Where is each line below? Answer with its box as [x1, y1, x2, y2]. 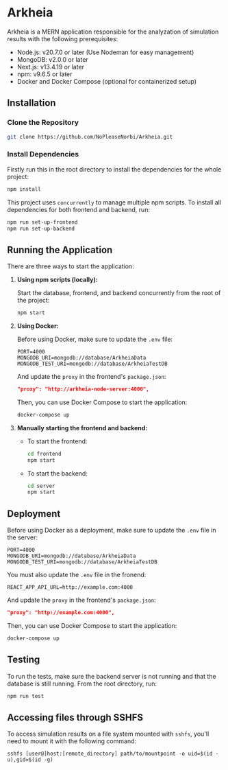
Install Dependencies [7, 150, 79, 159]
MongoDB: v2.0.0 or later [16, 55, 89, 63]
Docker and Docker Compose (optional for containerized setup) [16, 77, 197, 85]
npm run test [7, 692, 45, 699]
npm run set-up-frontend [7, 218, 78, 226]
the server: [7, 533, 38, 541]
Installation [7, 97, 56, 109]
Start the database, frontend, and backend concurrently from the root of [16, 289, 221, 297]
